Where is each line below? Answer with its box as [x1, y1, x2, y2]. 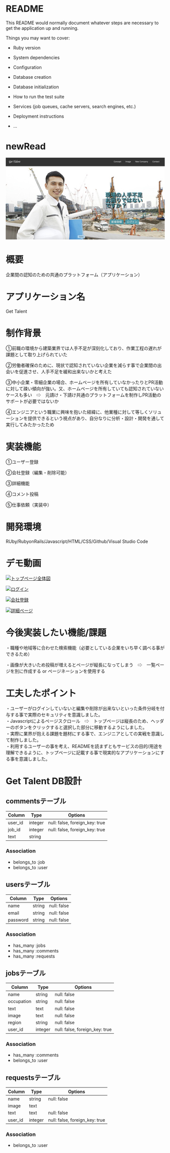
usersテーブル [6, 880, 50, 889]
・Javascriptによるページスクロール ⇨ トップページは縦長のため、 [6, 718, 151, 724]
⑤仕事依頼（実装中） [6, 502, 52, 508]
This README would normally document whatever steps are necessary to [6, 20, 159, 26]
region [8, 1020, 22, 1026]
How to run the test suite [13, 93, 65, 99]
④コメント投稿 [6, 491, 39, 497]
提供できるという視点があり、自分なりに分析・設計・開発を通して [27, 415, 164, 422]
